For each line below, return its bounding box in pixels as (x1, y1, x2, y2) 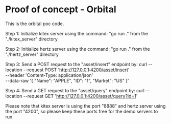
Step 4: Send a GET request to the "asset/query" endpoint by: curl (5, 87, 144, 93)
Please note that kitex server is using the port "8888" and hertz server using (5, 102, 166, 109)
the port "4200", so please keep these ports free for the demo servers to (5, 108, 158, 114)
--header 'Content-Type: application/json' (5, 72, 93, 78)
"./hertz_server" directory (5, 51, 59, 57)
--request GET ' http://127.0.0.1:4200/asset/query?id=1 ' (23, 93, 138, 99)
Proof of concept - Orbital (5, 4, 116, 15)
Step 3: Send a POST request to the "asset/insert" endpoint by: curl (5, 61, 147, 67)
